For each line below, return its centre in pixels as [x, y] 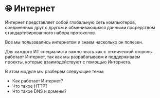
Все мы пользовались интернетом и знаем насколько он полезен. [74, 42]
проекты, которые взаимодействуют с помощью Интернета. [68, 62]
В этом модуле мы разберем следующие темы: [55, 71]
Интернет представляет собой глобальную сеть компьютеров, [71, 22]
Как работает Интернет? [37, 80]
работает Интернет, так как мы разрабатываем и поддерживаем [73, 57]
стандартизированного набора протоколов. [51, 33]
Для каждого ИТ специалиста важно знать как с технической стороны [79, 51]
